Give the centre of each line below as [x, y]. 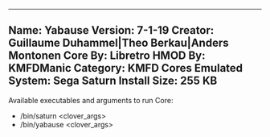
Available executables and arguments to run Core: [91, 100]
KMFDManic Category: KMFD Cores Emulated [126, 68]
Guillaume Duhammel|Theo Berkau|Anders [119, 43]
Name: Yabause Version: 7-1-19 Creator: [111, 30]
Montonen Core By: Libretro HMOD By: [107, 56]
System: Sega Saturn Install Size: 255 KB [113, 81]
